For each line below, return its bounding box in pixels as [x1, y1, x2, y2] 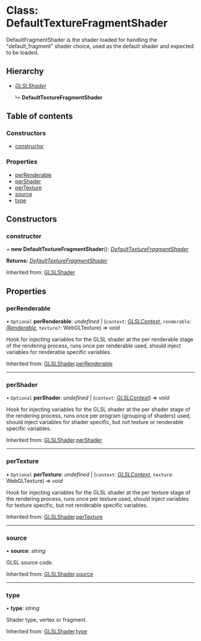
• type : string [6, 604, 40, 612]
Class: [6, 4, 39, 17]
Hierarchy [6, 66, 44, 77]
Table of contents [6, 111, 73, 122]
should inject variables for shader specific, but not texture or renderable [6, 419, 184, 426]
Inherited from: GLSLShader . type [6, 628, 88, 635]
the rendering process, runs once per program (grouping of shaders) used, [6, 412, 191, 419]
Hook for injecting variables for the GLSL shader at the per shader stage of [6, 406, 190, 413]
